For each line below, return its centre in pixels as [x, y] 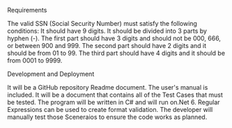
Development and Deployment [51, 74]
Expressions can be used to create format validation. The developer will [110, 110]
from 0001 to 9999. [35, 61]
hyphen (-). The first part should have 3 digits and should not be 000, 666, [114, 38]
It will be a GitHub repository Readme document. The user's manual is [108, 87]
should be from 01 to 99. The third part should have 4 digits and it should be [116, 53]
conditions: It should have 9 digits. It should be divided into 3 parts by [107, 31]
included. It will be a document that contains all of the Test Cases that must [115, 95]
